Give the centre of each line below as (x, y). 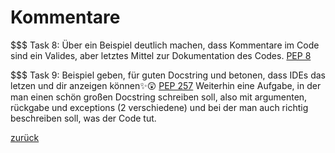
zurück (25, 137)
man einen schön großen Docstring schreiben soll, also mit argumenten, (159, 97)
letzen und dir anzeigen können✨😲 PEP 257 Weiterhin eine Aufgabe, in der (166, 85)
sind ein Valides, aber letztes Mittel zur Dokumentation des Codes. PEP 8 (161, 55)
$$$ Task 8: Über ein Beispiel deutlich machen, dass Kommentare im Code (165, 45)
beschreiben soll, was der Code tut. (83, 118)
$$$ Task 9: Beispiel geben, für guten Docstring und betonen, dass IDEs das (168, 75)
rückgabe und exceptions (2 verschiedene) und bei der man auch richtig (159, 107)
